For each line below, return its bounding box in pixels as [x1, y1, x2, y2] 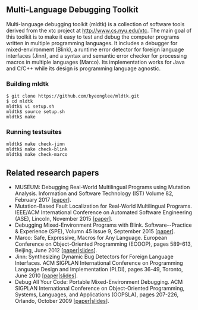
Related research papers [6, 168, 99, 178]
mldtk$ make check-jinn [6, 141, 65, 148]
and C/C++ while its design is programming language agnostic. [6, 65, 161, 72]
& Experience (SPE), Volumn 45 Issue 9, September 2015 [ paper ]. [14, 228, 175, 235]
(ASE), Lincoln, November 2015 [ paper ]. [14, 215, 113, 223]
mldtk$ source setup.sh [6, 109, 65, 115]
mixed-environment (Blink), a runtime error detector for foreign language [6, 46, 184, 53]
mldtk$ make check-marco [6, 152, 68, 158]
